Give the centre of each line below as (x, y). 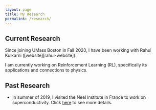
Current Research (33, 38)
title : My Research (25, 14)
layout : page (18, 10)
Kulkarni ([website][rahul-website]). (41, 55)
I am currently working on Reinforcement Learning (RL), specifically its (76, 65)
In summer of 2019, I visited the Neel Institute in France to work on (79, 97)
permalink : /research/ (28, 19)
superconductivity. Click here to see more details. (62, 102)
